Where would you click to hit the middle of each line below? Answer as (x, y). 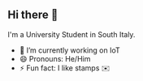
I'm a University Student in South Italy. (71, 34)
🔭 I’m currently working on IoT (69, 50)
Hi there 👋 (33, 15)
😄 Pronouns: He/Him (55, 58)
